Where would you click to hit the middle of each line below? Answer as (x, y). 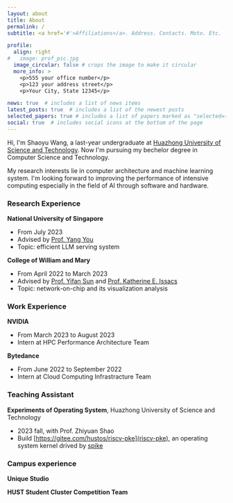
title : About (26, 20)
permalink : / (26, 26)
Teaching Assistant (41, 395)
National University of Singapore (55, 219)
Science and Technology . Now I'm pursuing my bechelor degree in (102, 149)
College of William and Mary (49, 261)
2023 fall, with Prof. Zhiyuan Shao (66, 431)
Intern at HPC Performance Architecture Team (83, 343)
